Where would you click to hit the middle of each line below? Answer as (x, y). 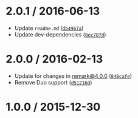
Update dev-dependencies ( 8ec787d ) (60, 34)
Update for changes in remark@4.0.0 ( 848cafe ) (73, 76)
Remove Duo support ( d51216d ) (53, 82)
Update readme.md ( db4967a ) (49, 28)
